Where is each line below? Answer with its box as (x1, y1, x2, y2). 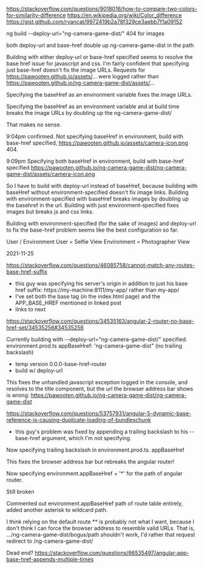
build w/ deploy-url (15, 367, 63, 374)
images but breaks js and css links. (6, 208, 94, 215)
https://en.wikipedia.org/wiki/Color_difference (67, 12, 182, 19)
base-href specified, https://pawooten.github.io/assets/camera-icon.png (6, 139, 188, 147)
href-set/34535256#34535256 (6, 324, 84, 331)
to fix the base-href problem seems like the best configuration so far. (6, 226, 179, 233)
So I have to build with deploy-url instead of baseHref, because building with (6, 182, 198, 189)
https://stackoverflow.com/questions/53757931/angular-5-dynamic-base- (6, 410, 191, 417)
